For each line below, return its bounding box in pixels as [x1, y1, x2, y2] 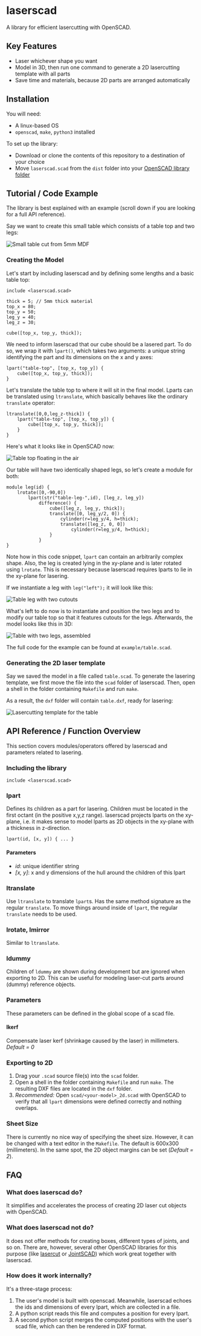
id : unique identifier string [14, 862, 80, 869]
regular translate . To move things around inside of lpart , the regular [6, 904, 178, 911]
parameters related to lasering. [6, 748, 83, 756]
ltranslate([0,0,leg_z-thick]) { [6, 410, 91, 417]
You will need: [6, 110, 41, 117]
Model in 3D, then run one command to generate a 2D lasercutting [14, 63, 180, 71]
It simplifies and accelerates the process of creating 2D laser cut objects [6, 1202, 187, 1209]
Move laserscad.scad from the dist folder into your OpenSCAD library [14, 164, 190, 172]
